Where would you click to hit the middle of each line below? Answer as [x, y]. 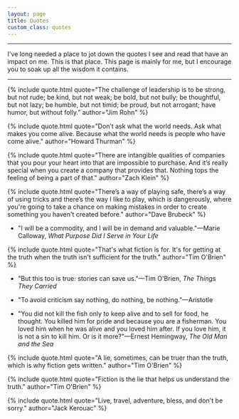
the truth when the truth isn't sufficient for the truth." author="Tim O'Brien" [117, 257]
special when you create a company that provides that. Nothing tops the [113, 170]
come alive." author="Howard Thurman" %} [72, 141]
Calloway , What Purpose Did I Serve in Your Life [88, 236]
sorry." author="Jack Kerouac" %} [57, 408]
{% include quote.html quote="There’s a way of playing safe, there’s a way [117, 192]
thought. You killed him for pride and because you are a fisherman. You [122, 321]
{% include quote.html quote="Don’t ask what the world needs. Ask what [115, 126]
